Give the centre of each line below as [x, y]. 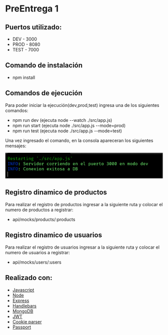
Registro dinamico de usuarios [54, 235]
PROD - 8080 [26, 44]
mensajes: [16, 146]
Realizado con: [29, 278]
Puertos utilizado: [33, 27]
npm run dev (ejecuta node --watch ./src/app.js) [62, 120]
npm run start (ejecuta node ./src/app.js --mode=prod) [69, 125]
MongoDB [23, 311]
